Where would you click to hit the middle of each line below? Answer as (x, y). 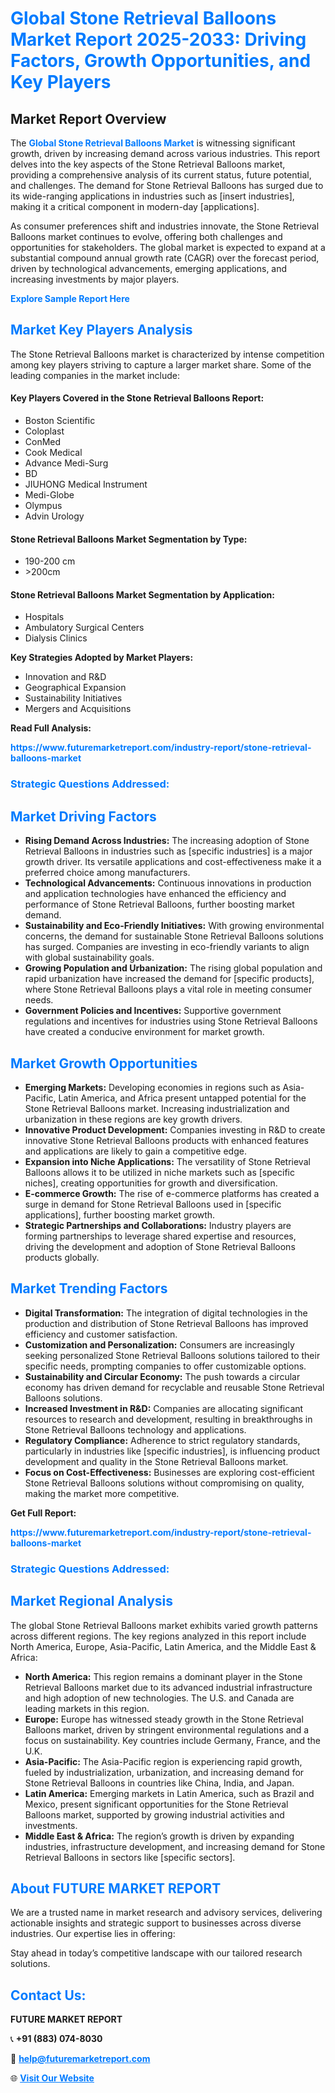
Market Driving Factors (83, 816)
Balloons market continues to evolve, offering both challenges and (146, 236)
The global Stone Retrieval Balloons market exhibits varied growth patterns (164, 1625)
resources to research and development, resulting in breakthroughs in (168, 1419)
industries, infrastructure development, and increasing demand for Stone (175, 1846)
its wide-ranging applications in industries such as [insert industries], (152, 196)
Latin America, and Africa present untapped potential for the (182, 1098)
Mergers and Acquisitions (78, 709)
